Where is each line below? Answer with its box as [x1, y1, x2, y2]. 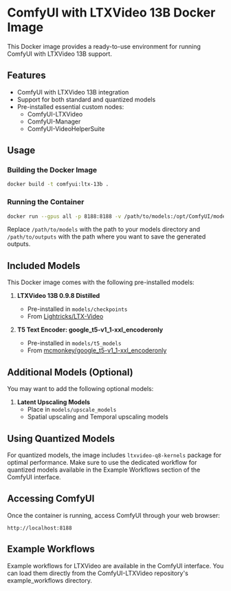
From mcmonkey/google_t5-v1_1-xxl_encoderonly [27, 346, 167, 354]
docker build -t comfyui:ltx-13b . [7, 181, 109, 188]
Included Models [7, 260, 80, 272]
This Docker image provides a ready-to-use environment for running [7, 42, 201, 50]
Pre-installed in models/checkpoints [27, 305, 128, 313]
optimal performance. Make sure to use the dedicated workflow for [7, 458, 197, 466]
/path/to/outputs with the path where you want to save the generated [7, 232, 206, 241]
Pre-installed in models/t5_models [27, 339, 122, 348]
